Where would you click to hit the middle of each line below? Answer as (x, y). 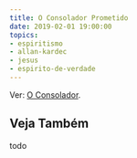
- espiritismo (37, 43)
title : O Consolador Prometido (69, 18)
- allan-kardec (38, 52)
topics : (24, 35)
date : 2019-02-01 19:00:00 (61, 26)
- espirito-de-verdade (53, 69)
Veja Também (49, 124)
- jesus (24, 60)
